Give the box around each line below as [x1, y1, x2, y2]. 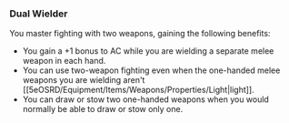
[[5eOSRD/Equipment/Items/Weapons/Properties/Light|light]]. [22, 85, 254, 96]
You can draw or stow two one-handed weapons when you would [22, 94, 270, 105]
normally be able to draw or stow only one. [22, 104, 184, 115]
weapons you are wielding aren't [22, 75, 145, 86]
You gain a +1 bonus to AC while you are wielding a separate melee [22, 46, 274, 56]
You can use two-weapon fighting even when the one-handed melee [22, 65, 281, 76]
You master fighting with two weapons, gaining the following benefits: [9, 28, 271, 39]
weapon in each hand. [22, 56, 106, 67]
